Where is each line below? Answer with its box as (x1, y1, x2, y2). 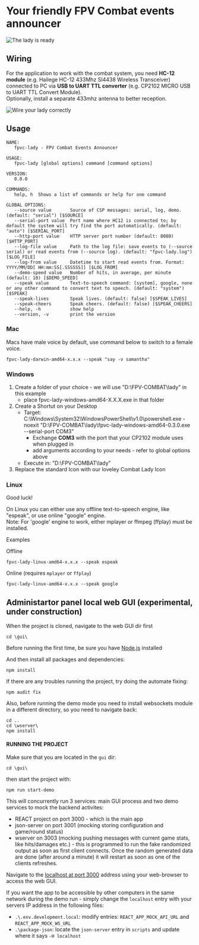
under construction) (6, 606, 83, 617)
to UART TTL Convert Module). (6, 88, 82, 96)
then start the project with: (6, 775, 71, 783)
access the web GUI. (6, 878, 58, 885)
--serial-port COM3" (23, 428, 74, 435)
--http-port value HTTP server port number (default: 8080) (14, 233, 174, 239)
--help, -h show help (14, 306, 94, 312)
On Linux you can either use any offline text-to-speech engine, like (6, 506, 170, 513)
